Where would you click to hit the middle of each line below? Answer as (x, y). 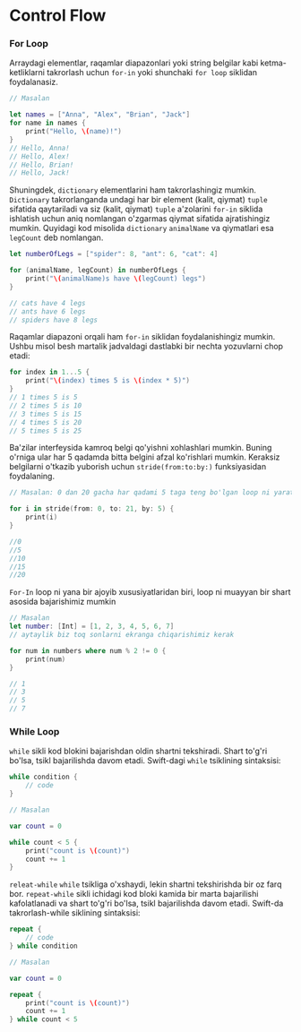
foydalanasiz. (34, 82)
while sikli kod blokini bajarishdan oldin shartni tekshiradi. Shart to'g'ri (138, 751)
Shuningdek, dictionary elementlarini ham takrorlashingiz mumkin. (133, 190)
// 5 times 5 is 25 (46, 431)
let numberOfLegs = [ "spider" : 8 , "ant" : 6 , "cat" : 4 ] (114, 254)
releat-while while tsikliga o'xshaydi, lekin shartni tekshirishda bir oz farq (146, 884)
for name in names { (48, 123)
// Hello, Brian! (42, 165)
